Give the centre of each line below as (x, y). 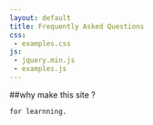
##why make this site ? (52, 94)
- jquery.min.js (44, 60)
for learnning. (38, 111)
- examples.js (40, 69)
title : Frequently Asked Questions (77, 26)
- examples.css (42, 43)
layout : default (40, 18)
